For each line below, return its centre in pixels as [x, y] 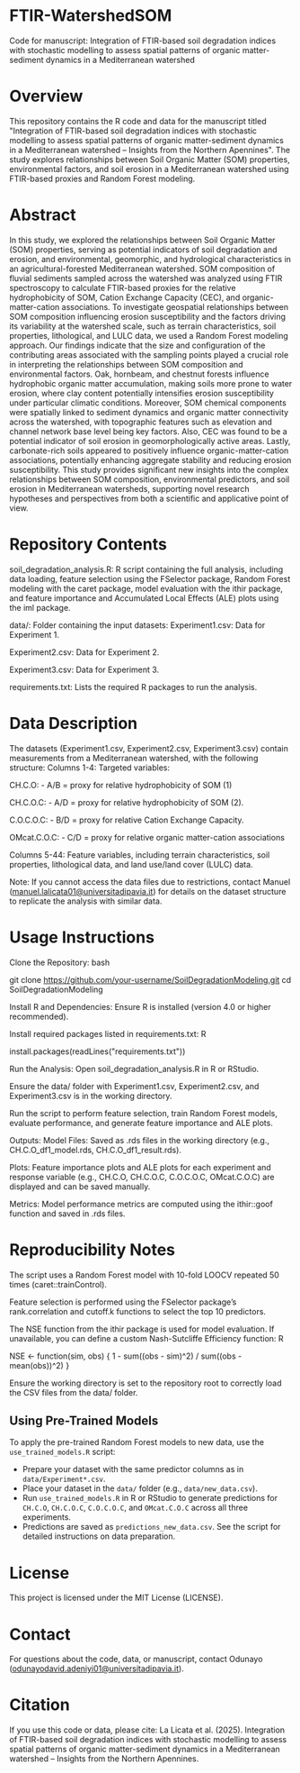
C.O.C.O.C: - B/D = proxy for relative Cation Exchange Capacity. [127, 820]
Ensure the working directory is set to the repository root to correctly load [146, 1383]
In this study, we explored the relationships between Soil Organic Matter [142, 240]
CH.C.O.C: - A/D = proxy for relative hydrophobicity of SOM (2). [127, 802]
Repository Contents [88, 544]
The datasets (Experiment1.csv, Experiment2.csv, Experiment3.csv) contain [149, 748]
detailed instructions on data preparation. [99, 1536]
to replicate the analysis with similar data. [86, 901]
